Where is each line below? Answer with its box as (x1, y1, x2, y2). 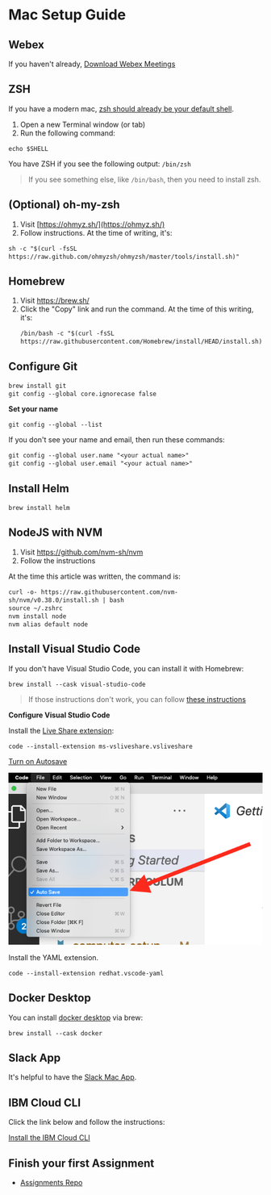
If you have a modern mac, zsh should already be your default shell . (8, 103, 234, 114)
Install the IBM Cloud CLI (8, 1133, 90, 1143)
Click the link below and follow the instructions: (8, 1118, 165, 1127)
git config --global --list (8, 421, 103, 429)
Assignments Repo (19, 1178, 83, 1188)
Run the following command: (19, 127, 115, 138)
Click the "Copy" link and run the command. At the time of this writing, (19, 304, 254, 314)
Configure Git (8, 359, 78, 373)
